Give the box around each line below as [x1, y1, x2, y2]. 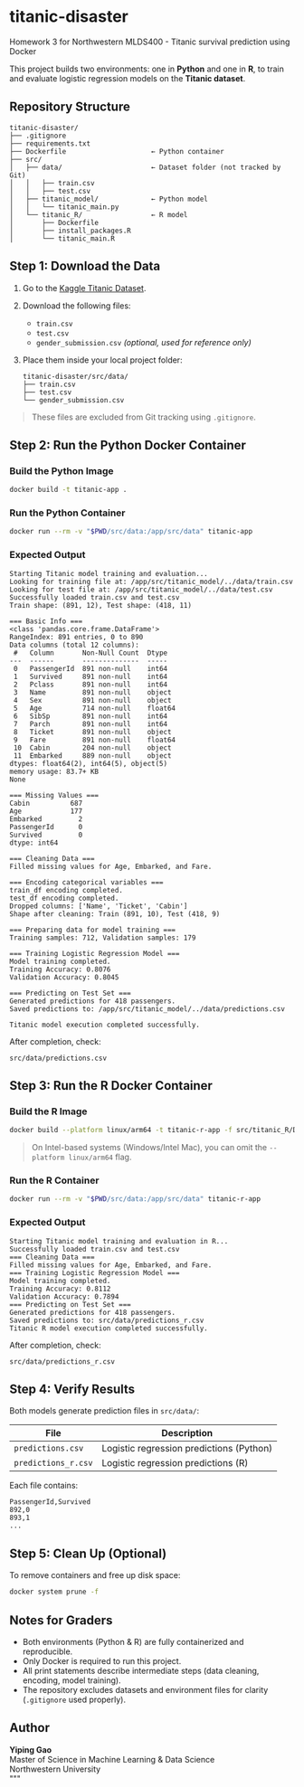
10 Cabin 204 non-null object [13, 743, 172, 752]
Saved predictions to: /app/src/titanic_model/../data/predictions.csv [9, 1004, 285, 1014]
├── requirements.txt [9, 138, 91, 148]
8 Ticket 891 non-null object [13, 727, 172, 736]
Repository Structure [9, 99, 131, 115]
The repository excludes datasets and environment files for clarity [22, 1684, 269, 1695]
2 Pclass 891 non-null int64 [13, 680, 168, 689]
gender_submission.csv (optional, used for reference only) [35, 336, 252, 347]
